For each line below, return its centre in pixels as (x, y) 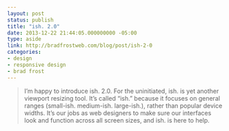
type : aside (24, 39)
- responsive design (37, 65)
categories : (24, 52)
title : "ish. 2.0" (33, 26)
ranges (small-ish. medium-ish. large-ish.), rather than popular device (123, 105)
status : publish (30, 20)
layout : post (26, 13)
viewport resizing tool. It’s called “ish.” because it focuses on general (122, 98)
